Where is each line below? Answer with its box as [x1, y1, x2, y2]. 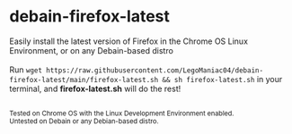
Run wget [9, 64, 43, 75]
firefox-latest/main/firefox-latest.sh [9, 75, 159, 84]
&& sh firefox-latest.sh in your [162, 73, 283, 84]
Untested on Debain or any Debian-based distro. [9, 117, 159, 126]
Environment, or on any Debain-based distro [9, 45, 173, 55]
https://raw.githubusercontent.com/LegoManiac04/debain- [46, 65, 263, 75]
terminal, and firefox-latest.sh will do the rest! [9, 83, 181, 94]
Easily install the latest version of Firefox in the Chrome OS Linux [9, 36, 249, 46]
